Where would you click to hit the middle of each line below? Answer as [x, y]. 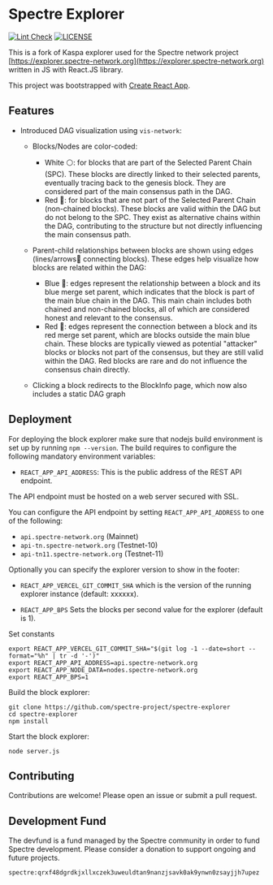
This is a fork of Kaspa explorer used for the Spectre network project [123, 52]
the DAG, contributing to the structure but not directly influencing [153, 226]
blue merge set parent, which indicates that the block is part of [149, 291]
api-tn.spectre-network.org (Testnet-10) [89, 545]
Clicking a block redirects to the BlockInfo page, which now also [140, 385]
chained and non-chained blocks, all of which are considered [147, 309]
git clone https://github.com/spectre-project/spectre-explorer [119, 707]
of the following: [36, 520]
